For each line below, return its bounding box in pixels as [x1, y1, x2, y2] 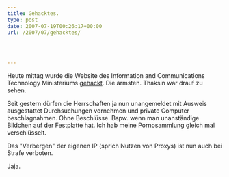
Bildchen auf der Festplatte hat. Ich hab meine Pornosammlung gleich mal [7, 121, 215, 130]
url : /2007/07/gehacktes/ [7, 29, 81, 36]
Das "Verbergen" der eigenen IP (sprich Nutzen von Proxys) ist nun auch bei [7, 141, 223, 150]
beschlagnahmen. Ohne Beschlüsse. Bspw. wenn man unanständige [7, 114, 200, 122]
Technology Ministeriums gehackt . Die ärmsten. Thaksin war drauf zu [7, 79, 203, 87]
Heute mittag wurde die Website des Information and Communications [7, 72, 205, 80]
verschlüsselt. [7, 128, 46, 137]
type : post [7, 16, 38, 23]
